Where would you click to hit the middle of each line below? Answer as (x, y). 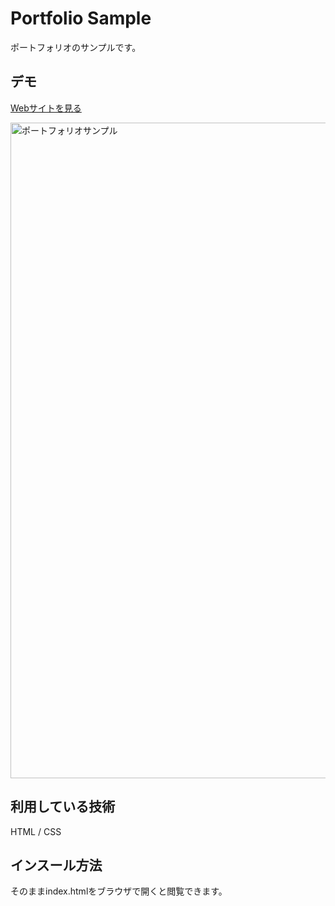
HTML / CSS (36, 831)
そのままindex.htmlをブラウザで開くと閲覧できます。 (119, 891)
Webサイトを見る (46, 108)
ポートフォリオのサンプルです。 (76, 47)
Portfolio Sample (81, 18)
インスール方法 (56, 865)
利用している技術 (63, 807)
